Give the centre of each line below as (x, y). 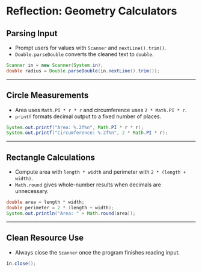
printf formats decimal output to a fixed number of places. (88, 116)
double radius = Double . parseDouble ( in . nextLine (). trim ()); (83, 71)
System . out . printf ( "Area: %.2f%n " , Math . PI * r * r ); (75, 127)
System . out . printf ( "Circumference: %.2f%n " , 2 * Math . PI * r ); (87, 133)
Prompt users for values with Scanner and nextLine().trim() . (90, 48)
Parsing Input (32, 33)
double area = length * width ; (45, 202)
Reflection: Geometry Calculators (92, 11)
